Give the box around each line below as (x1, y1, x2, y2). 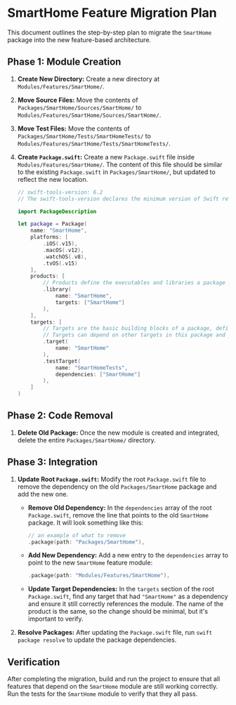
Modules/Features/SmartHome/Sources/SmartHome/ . (17, 110, 162, 119)
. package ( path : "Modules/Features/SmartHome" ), (27, 572, 170, 579)
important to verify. (27, 614, 84, 623)
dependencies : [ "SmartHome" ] (55, 371, 141, 378)
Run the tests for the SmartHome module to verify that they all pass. (7, 690, 198, 698)
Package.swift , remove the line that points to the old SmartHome (27, 510, 209, 519)
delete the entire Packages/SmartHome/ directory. (17, 435, 156, 444)
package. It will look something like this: (27, 518, 144, 527)
